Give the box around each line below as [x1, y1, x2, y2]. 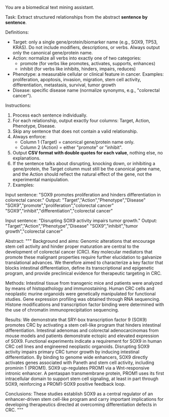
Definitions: [5, 29, 29, 35]
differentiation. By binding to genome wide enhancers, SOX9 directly [5, 354, 148, 360]
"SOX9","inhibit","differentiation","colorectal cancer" [5, 208, 113, 214]
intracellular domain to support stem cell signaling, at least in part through [5, 376, 159, 382]
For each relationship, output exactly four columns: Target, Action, [12, 118, 150, 123]
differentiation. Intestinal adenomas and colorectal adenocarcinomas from [5, 328, 159, 333]
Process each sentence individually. [12, 112, 87, 118]
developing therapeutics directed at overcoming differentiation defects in [5, 401, 157, 407]
